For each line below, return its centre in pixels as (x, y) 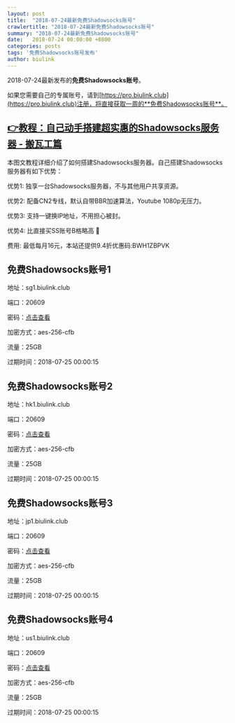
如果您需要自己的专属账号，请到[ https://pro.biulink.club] (88, 94)
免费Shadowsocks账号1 (59, 269)
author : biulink (31, 59)
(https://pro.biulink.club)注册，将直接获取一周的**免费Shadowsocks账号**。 (117, 104)
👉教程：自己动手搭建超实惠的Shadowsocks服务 (113, 128)
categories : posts (34, 46)
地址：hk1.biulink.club (38, 405)
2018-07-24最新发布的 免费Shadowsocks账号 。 (76, 80)
